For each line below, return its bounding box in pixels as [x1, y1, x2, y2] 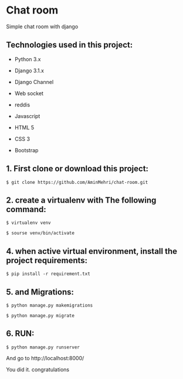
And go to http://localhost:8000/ [6, 354, 84, 361]
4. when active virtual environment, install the [6, 246, 178, 256]
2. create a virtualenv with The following [6, 195, 157, 205]
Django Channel [14, 78, 54, 85]
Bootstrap [14, 146, 39, 153]
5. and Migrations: [6, 287, 74, 297]
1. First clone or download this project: [6, 164, 148, 174]
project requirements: [6, 255, 88, 265]
